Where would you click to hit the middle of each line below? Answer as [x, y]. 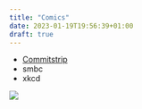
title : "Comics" [39, 17]
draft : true [31, 34]
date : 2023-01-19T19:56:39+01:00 [71, 26]
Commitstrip [45, 60]
